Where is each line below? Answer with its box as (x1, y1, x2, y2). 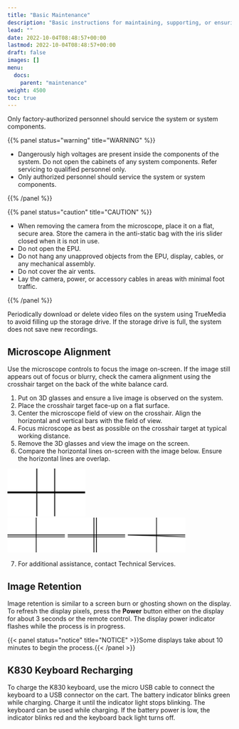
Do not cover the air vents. (17, 267, 96, 276)
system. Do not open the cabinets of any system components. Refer (17, 158, 218, 166)
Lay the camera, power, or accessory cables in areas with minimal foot (17, 275, 225, 283)
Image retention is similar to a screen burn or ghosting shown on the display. (7, 599, 232, 608)
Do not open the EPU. (17, 245, 82, 253)
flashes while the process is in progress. (7, 622, 126, 631)
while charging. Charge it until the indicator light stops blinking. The (7, 698, 206, 707)
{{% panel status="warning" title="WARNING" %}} (7, 136, 156, 145)
